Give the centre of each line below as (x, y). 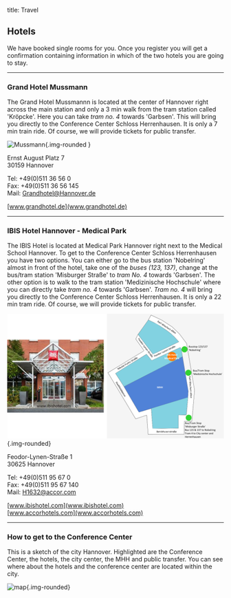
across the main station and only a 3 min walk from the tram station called (112, 109)
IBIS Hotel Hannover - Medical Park (67, 231)
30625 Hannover (31, 464)
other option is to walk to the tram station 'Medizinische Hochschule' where (114, 282)
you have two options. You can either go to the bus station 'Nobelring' (106, 260)
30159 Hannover (31, 165)
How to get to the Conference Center (70, 537)
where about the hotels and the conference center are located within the (110, 566)
